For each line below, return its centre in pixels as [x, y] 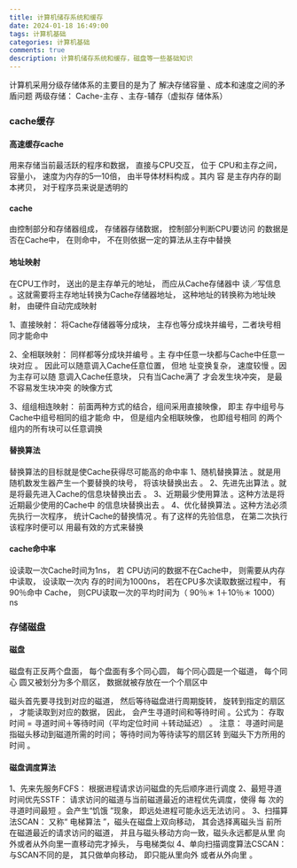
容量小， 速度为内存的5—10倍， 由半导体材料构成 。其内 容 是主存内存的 [141, 176]
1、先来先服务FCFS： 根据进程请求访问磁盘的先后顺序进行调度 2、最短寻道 [145, 788]
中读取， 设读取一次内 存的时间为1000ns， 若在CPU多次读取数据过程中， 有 [148, 581]
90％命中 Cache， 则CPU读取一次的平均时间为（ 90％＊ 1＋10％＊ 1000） [145, 592]
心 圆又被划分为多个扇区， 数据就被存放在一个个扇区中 [109, 682]
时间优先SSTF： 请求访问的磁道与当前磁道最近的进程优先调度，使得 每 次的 [147, 800]
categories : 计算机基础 [50, 42]
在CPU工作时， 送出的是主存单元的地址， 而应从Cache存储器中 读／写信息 [145, 283]
